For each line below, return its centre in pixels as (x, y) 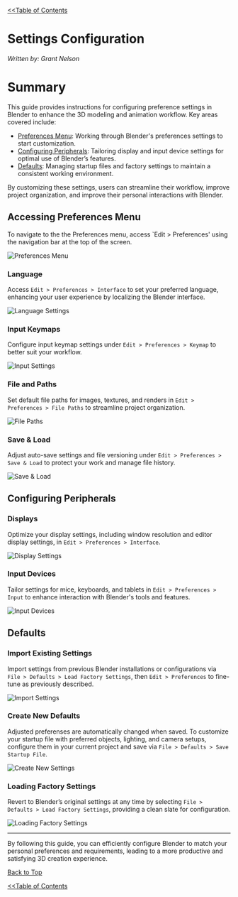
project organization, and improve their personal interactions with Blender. (115, 195)
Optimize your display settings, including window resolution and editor (110, 534)
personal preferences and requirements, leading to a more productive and (115, 851)
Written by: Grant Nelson (44, 58)
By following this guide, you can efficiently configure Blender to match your (117, 844)
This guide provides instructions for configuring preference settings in (110, 107)
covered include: (32, 122)
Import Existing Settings (50, 653)
